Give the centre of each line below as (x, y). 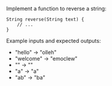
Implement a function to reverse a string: (56, 9)
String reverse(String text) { (45, 20)
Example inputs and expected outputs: (54, 41)
